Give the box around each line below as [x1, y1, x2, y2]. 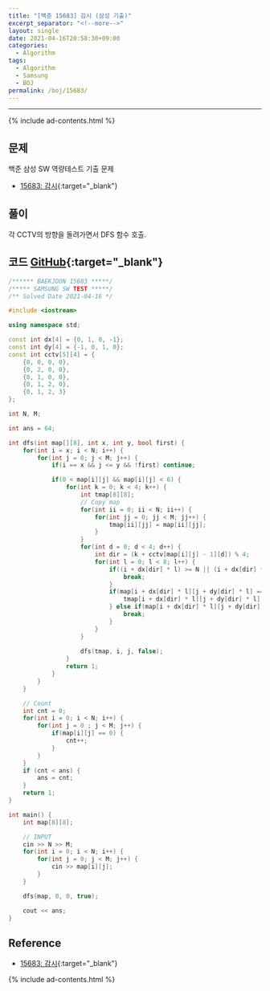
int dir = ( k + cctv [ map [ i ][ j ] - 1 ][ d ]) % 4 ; [94, 551, 250, 559]
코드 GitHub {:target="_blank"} [8, 255, 163, 269]
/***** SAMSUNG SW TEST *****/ [8, 284, 113, 293]
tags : [8, 57, 27, 65]
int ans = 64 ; [8, 424, 56, 432]
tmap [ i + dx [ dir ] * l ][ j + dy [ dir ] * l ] [123, 595, 261, 603]
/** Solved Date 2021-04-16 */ [8, 292, 113, 300]
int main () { [8, 810, 52, 819]
